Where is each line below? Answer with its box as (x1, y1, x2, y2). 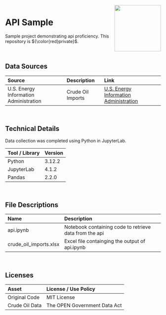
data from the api (64, 230, 104, 236)
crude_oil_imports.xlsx (7, 241, 60, 248)
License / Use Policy (46, 286, 95, 293)
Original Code (7, 294, 40, 301)
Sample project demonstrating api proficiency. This (5, 33, 109, 39)
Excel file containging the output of (64, 238, 146, 245)
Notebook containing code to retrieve (64, 224, 151, 231)
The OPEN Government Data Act (46, 302, 122, 309)
